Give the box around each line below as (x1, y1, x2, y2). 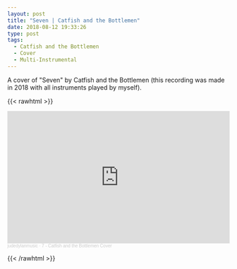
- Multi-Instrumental (13, 56, 78, 64)
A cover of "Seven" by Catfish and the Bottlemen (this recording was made (7, 76, 225, 84)
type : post (7, 30, 39, 37)
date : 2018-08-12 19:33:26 (7, 23, 87, 30)
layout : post (7, 10, 46, 18)
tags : (7, 37, 23, 44)
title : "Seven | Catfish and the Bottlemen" (7, 17, 140, 24)
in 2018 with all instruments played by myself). (7, 83, 142, 92)
